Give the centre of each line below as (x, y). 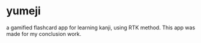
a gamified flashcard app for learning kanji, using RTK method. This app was (101, 27)
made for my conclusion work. (44, 33)
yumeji (23, 11)
